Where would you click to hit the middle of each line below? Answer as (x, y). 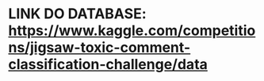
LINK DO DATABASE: (77, 14)
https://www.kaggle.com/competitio (132, 31)
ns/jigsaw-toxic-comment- (99, 48)
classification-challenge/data (108, 65)
